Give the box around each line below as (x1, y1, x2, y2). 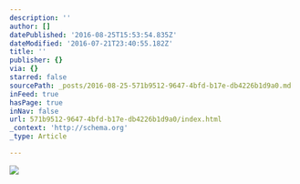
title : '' (9, 47, 47, 56)
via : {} (9, 65, 39, 74)
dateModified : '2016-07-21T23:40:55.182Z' (9, 38, 173, 48)
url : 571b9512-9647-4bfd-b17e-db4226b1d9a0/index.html (9, 115, 222, 124)
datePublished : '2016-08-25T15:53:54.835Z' (9, 30, 178, 39)
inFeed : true (9, 89, 59, 98)
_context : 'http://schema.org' (9, 124, 129, 133)
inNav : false (9, 107, 59, 116)
